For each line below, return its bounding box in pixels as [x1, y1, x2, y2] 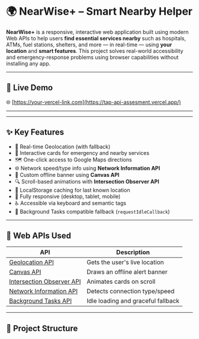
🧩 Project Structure [6, 323, 78, 333]
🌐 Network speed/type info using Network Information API [14, 164, 161, 172]
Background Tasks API [9, 297, 72, 305]
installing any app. [6, 60, 51, 67]
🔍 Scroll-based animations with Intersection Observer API [14, 178, 160, 185]
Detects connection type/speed [86, 287, 175, 296]
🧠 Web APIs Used [6, 230, 72, 240]
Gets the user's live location [86, 258, 164, 267]
